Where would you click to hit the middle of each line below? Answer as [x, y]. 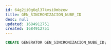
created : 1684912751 [27, 29]
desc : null [17, 19]
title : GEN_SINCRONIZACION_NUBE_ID [43, 15]
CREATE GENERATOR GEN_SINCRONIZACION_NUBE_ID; [56, 43]
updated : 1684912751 [27, 24]
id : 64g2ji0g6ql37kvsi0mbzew [36, 10]
